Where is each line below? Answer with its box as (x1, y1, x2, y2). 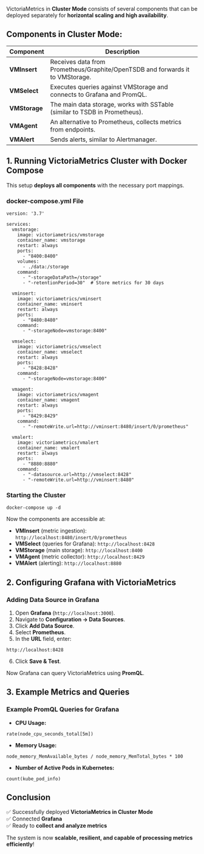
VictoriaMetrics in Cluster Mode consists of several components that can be (6, 5, 198, 12)
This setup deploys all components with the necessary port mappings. (6, 181, 185, 189)
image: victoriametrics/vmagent (17, 391, 99, 397)
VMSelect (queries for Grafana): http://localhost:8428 (15, 540, 155, 547)
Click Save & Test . (15, 657, 61, 665)
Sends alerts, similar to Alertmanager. (50, 135, 157, 144)
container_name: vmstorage (17, 237, 86, 243)
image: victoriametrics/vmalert (17, 439, 99, 446)
